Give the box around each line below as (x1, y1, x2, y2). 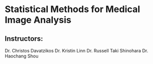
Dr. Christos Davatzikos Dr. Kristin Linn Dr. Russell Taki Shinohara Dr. (5, 48, 148, 53)
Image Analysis (5, 14, 72, 26)
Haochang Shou (5, 53, 39, 59)
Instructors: (5, 34, 44, 43)
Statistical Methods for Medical (5, 4, 140, 15)
